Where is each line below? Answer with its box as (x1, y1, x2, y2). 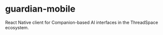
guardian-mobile (5, 3, 76, 15)
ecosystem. (5, 24, 29, 30)
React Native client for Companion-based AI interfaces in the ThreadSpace (5, 19, 159, 25)
